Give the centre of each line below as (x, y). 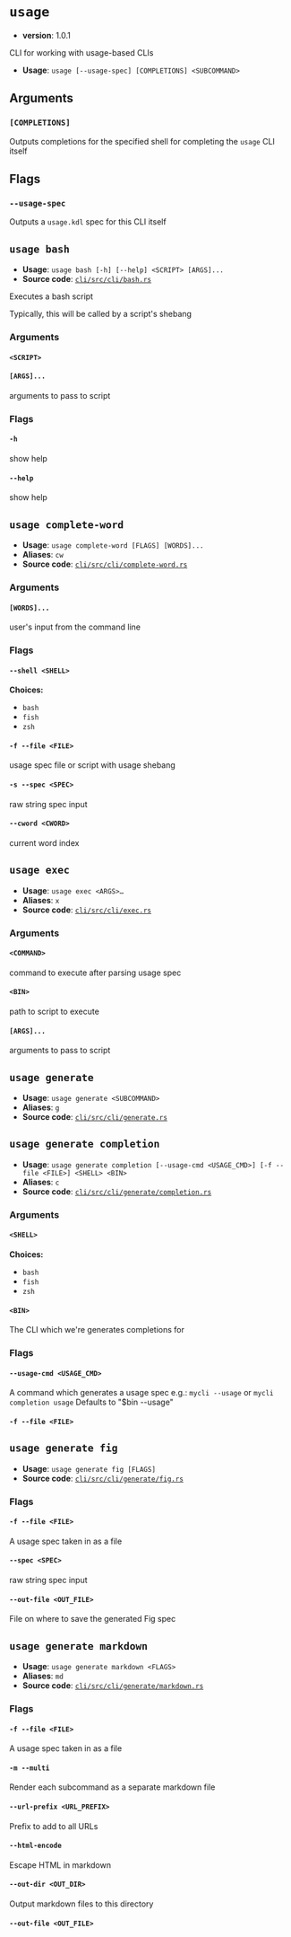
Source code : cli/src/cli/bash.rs (87, 279)
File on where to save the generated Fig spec (93, 1619)
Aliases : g (41, 1107)
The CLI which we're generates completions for (97, 1330)
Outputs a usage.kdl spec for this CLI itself (88, 222)
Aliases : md (43, 1676)
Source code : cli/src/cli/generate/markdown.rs (113, 1686)
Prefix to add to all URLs (54, 1826)
